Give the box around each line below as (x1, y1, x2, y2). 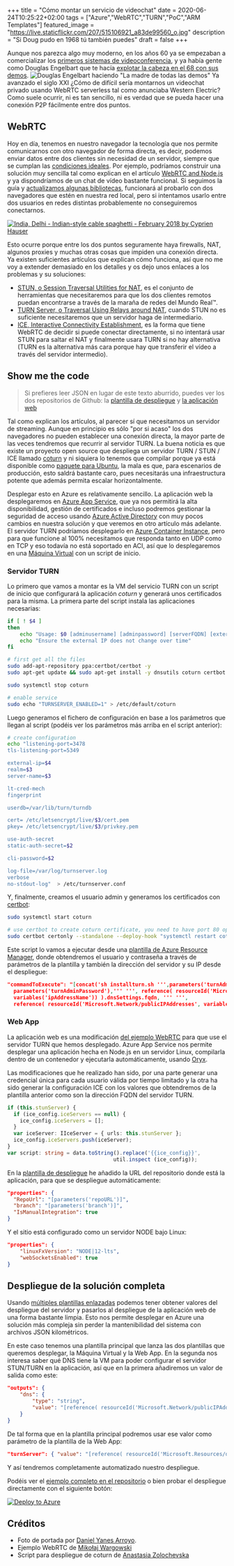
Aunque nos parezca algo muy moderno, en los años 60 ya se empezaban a (7, 49, 226, 57)
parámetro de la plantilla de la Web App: (7, 1437, 123, 1446)
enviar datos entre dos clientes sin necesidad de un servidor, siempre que (7, 154, 219, 162)
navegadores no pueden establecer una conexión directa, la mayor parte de (7, 432, 225, 440)
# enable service (7, 694, 58, 701)
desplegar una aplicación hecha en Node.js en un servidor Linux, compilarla (7, 1047, 226, 1056)
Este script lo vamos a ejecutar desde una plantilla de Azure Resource (7, 946, 208, 954)
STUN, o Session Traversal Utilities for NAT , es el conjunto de (17, 283, 194, 292)
